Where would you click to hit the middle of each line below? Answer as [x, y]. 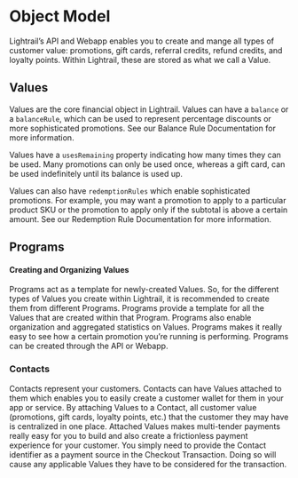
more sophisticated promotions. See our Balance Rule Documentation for [143, 128]
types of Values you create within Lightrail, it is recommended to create [140, 299]
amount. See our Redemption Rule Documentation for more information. [141, 219]
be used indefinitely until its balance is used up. [96, 173]
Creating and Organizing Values [69, 269]
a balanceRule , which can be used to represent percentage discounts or [141, 118]
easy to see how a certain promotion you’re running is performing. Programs [149, 337]
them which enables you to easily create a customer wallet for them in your [146, 398]
